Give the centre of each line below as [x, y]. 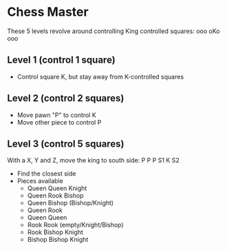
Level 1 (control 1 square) [61, 60]
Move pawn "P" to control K [56, 115]
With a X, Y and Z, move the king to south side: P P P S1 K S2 [94, 160]
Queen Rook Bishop [55, 196]
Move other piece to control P [59, 122]
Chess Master [48, 12]
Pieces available [40, 181]
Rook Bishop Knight [55, 232]
